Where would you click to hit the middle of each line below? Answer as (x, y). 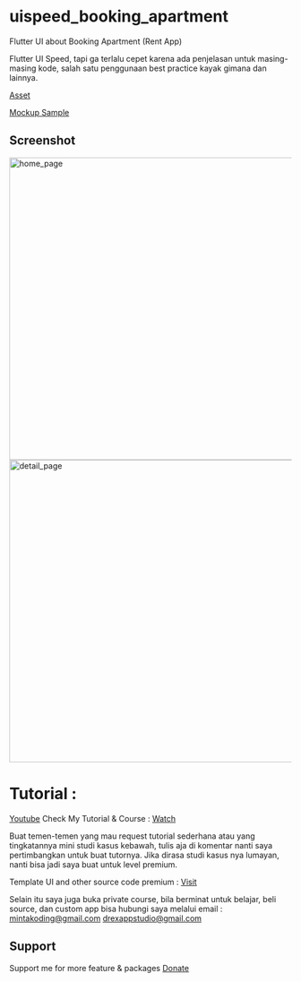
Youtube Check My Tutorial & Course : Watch (93, 818)
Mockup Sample (39, 112)
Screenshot (43, 141)
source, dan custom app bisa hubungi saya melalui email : (116, 909)
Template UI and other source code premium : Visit (103, 882)
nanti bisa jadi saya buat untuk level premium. (93, 864)
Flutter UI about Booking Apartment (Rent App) (96, 41)
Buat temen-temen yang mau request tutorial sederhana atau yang (132, 836)
